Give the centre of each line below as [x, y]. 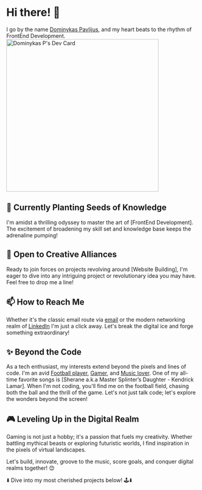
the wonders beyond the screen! [47, 399]
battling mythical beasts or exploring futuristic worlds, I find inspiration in [98, 443]
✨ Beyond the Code [44, 352]
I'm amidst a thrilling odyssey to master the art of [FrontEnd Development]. [100, 222]
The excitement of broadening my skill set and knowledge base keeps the [99, 229]
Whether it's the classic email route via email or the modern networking [96, 320]
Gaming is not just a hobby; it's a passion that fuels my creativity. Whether [99, 437]
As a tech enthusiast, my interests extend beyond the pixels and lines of [96, 367]
